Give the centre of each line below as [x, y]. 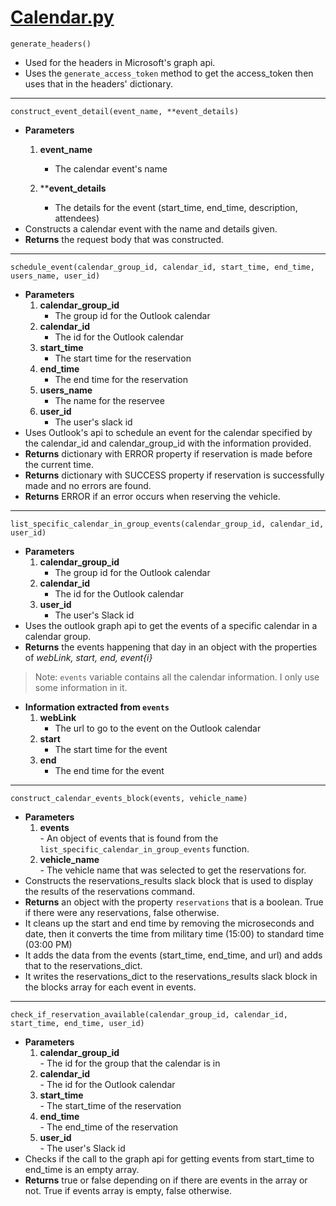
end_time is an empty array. [82, 1169]
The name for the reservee [109, 400]
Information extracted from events [97, 707]
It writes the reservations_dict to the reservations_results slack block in [171, 976]
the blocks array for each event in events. [110, 987]
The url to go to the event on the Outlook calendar [158, 728]
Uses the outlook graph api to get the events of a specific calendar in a [171, 625]
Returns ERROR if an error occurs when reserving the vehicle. [152, 496]
